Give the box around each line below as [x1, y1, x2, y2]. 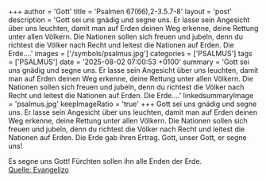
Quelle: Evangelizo [8, 165, 69, 174]
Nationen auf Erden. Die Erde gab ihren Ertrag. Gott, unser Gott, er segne [8, 133, 248, 142]
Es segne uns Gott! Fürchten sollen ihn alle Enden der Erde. [8, 157, 202, 165]
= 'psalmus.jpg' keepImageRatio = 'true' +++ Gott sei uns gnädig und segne [8, 99, 257, 108]
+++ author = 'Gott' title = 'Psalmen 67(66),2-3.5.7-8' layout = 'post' [8, 7, 233, 16]
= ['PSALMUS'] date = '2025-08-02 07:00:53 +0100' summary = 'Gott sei [8, 57, 250, 66]
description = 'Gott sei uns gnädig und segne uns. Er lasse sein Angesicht [8, 15, 250, 25]
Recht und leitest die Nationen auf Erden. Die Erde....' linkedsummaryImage [8, 91, 254, 100]
